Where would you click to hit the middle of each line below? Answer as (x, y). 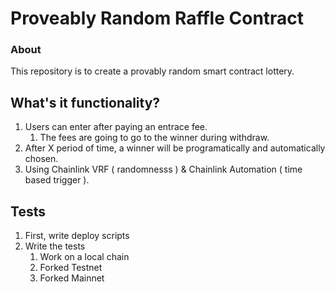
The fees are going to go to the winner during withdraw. (154, 138)
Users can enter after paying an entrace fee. (116, 127)
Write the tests (55, 246)
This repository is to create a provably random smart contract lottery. (152, 71)
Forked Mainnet (72, 278)
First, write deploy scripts (77, 236)
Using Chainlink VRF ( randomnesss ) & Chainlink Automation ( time (163, 169)
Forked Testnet (71, 268)
